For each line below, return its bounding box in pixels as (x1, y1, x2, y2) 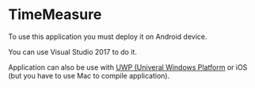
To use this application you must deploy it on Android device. (8, 32, 207, 41)
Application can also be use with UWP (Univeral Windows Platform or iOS (8, 62, 248, 72)
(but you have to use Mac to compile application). (8, 71, 170, 80)
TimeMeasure (8, 6, 102, 24)
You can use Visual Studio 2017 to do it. (8, 47, 137, 56)
